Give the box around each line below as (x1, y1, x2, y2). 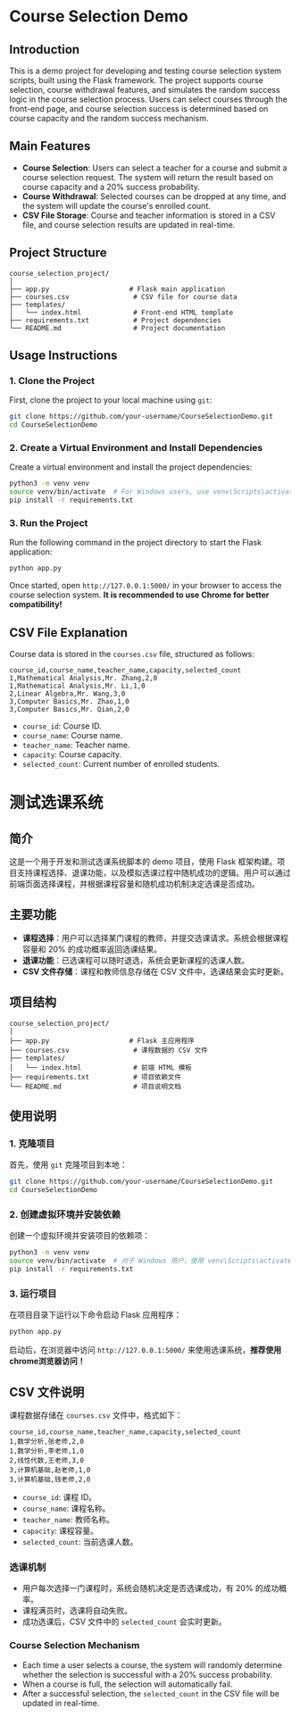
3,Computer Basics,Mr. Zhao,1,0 (9, 696, 129, 706)
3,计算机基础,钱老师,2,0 (9, 1475, 91, 1484)
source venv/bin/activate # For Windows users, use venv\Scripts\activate (9, 488, 297, 496)
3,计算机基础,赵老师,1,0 (9, 1465, 91, 1474)
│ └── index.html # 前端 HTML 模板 (9, 1063, 192, 1072)
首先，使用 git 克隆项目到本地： (9, 1159, 128, 1171)
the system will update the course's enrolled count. (21, 200, 212, 211)
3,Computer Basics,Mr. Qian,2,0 (9, 704, 129, 713)
